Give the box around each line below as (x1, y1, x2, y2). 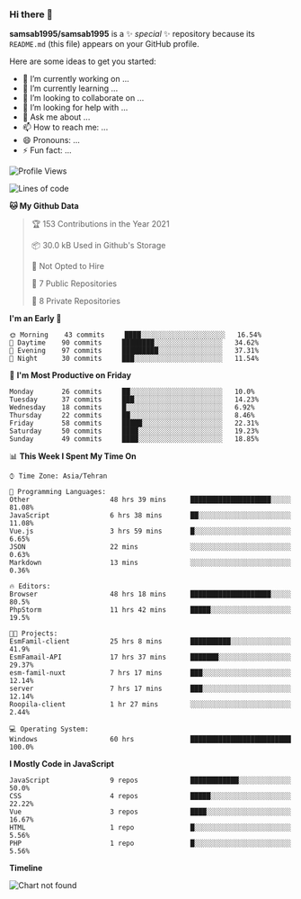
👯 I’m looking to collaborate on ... (22, 93, 145, 103)
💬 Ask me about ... (22, 112, 91, 122)
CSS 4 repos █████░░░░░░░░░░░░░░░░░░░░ (9, 792, 292, 801)
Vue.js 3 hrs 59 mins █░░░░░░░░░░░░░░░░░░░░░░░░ (9, 526, 292, 536)
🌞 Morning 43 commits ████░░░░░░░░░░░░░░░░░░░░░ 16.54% (9, 330, 262, 340)
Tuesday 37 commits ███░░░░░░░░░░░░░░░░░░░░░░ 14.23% (9, 395, 259, 404)
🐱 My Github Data (9, 201, 79, 211)
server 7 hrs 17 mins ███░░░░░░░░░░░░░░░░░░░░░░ (9, 684, 292, 694)
